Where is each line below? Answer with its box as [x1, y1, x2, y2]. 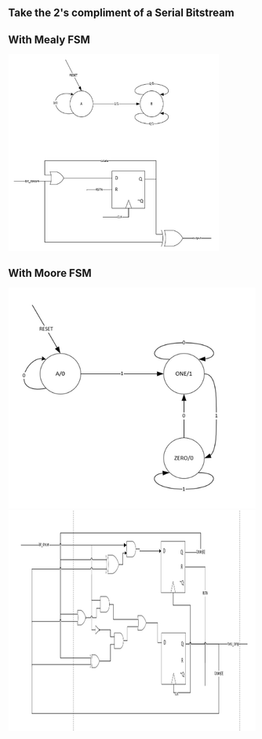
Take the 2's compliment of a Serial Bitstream [8, 6, 235, 20]
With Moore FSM [8, 267, 92, 280]
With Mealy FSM [8, 33, 90, 46]
